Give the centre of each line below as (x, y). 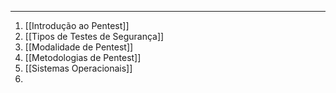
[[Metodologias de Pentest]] (83, 57)
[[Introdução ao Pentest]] (77, 25)
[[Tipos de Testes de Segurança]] (94, 36)
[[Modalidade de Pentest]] (79, 47)
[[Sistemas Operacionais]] (78, 68)
